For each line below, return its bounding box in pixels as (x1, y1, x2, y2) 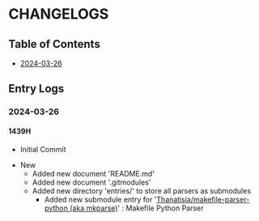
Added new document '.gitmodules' (32, 177, 151, 187)
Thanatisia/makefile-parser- (156, 194, 250, 204)
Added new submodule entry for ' (44, 194, 157, 204)
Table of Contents (8, 37, 101, 51)
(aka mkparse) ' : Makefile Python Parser (70, 203, 204, 213)
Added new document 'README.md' (32, 168, 155, 178)
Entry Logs (8, 82, 65, 96)
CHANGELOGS (8, 5, 109, 23)
